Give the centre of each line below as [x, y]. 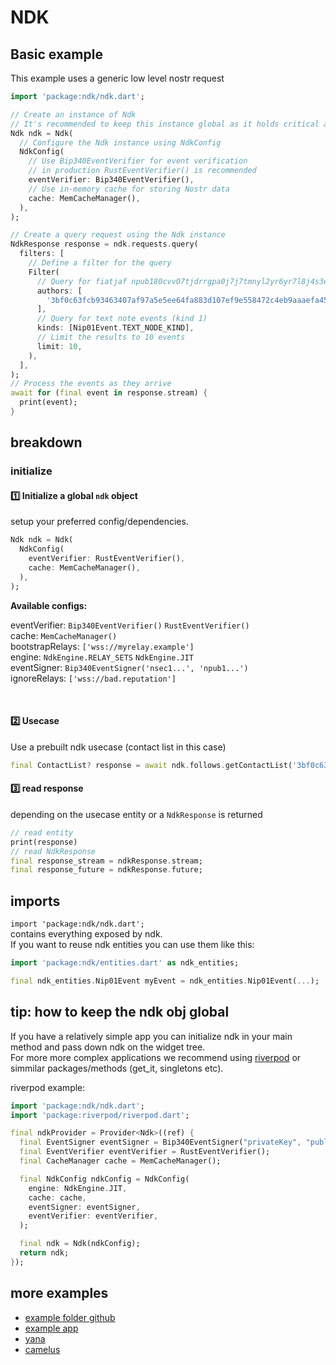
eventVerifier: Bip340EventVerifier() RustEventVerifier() [130, 625]
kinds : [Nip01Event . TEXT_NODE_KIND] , [115, 328]
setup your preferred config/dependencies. [99, 522]
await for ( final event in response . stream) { [109, 393]
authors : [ [59, 291]
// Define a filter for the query [100, 263]
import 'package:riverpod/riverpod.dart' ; [100, 1115]
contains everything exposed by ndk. [86, 934]
